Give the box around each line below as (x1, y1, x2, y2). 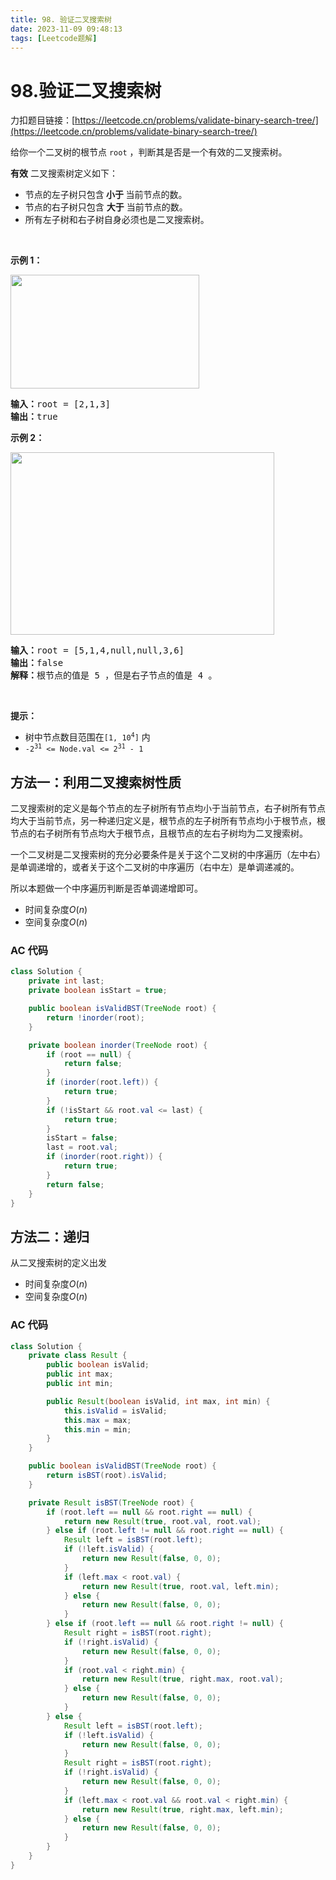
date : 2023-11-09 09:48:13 (10, 24, 123, 34)
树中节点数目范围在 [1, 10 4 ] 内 (24, 731, 151, 743)
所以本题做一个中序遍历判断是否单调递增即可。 (10, 882, 203, 895)
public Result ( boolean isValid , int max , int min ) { (46, 1396, 271, 1406)
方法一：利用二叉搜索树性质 (10, 774, 182, 791)
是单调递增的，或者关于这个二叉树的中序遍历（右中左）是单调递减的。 (10, 861, 300, 873)
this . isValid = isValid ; (63, 1406, 168, 1416)
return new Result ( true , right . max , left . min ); (81, 1804, 284, 1815)
